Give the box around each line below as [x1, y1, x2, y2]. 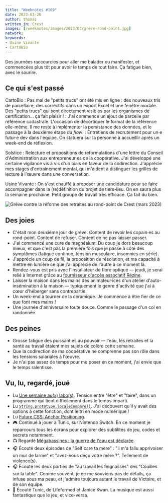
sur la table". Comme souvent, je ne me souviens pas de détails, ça [12, 470, 151, 476]
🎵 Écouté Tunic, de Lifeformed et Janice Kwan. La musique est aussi [12, 486, 154, 492]
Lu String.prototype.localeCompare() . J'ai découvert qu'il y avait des [12, 403, 157, 409]
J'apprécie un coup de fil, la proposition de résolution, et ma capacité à [12, 256, 160, 262]
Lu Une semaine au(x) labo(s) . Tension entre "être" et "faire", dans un [12, 392, 156, 398]
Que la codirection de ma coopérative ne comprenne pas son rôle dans [12, 348, 159, 354]
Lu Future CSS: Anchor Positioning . [12, 413, 85, 419]
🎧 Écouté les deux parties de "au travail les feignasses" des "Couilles [12, 463, 157, 469]
